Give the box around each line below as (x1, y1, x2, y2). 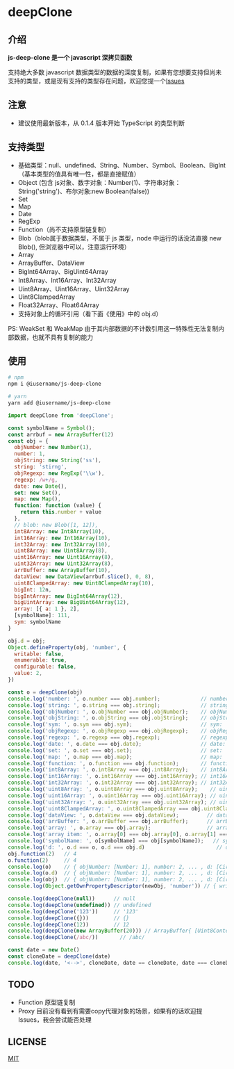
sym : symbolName (14, 619, 61, 626)
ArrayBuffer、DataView (17, 259, 85, 267)
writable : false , (14, 651, 65, 658)
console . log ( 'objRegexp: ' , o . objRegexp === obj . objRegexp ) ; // (8, 728, 208, 735)
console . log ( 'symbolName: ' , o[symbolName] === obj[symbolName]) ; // (8, 838, 219, 844)
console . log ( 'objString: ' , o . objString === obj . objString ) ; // (8, 715, 208, 721)
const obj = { (8, 437, 49, 445)
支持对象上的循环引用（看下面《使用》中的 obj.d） (17, 309, 162, 318)
